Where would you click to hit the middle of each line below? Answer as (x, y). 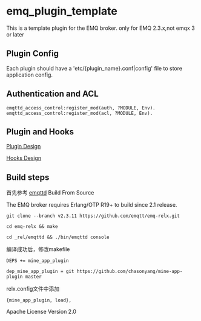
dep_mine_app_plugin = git (40, 272)
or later (15, 34)
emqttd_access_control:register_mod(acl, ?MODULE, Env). (80, 113)
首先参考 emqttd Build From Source (50, 193)
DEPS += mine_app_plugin (38, 261)
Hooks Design (24, 158)
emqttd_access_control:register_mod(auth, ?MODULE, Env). (81, 108)
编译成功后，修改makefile (38, 249)
